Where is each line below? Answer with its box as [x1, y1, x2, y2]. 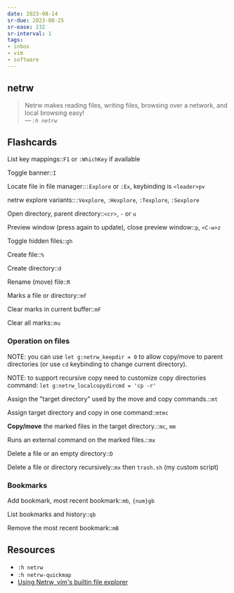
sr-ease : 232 [7, 23, 46, 30]
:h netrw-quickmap [17, 571, 72, 578]
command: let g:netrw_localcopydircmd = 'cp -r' [7, 381, 157, 389]
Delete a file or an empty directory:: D [7, 449, 114, 458]
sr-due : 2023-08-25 [7, 17, 65, 24]
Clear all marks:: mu [7, 318, 61, 327]
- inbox [7, 43, 30, 50]
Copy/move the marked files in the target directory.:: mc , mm [7, 422, 176, 430]
